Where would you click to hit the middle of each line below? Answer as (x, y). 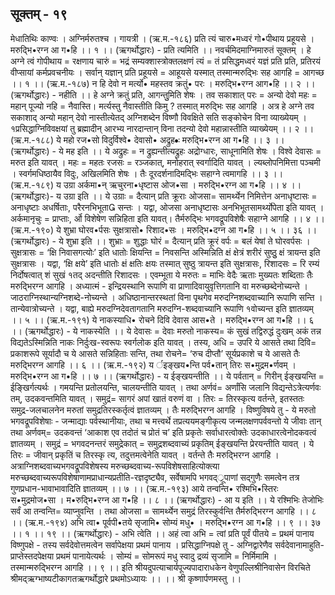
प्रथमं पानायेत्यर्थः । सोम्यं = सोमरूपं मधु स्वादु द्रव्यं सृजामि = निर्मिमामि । (167, 556)
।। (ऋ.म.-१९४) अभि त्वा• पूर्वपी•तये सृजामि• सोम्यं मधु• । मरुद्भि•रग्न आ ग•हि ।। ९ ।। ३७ (166, 522)
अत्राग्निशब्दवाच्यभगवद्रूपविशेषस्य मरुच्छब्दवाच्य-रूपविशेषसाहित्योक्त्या (115, 466)
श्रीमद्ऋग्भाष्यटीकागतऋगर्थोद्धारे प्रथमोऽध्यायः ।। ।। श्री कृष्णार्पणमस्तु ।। (126, 578)
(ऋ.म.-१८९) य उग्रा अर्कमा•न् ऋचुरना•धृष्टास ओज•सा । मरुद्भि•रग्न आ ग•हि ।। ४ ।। (156, 184)
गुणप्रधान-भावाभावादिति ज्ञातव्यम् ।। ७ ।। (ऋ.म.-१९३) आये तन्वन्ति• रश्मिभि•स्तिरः (144, 488)
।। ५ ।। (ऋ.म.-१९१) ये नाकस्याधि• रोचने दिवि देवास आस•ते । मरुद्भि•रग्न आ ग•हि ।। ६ (162, 319)
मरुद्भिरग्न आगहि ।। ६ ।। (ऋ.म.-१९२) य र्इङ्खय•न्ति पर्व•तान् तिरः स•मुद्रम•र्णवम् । (153, 364)
